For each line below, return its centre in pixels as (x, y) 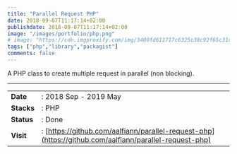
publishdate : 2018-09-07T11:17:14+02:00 (68, 27)
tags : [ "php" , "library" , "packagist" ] (63, 47)
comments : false (31, 54)
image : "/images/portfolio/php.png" (61, 34)
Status (22, 119)
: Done (52, 119)
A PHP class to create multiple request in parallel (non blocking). (101, 73)
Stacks (23, 108)
